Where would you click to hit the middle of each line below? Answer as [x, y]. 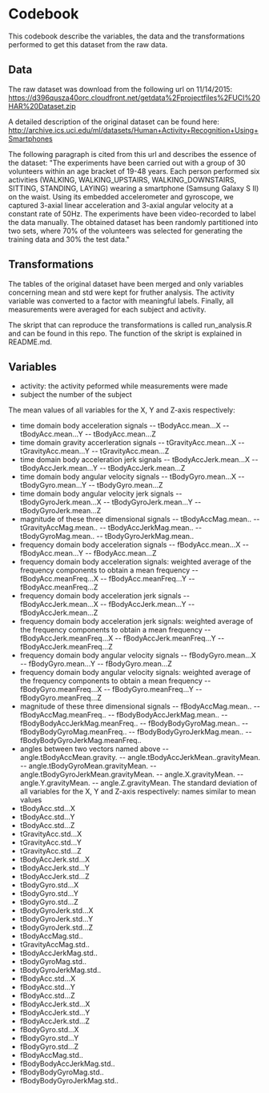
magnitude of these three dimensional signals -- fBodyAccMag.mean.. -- [140, 706]
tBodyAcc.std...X [48, 809]
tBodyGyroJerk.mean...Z [60, 511]
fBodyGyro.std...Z [49, 1047]
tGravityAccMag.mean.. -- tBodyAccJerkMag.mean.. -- [111, 528]
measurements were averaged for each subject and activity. [107, 309]
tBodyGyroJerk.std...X [56, 910]
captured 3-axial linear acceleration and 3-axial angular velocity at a [121, 205]
